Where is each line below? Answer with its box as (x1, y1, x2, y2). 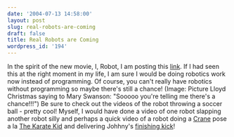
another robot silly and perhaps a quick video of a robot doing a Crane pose (7, 115, 227, 123)
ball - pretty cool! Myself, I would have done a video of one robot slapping (7, 107, 221, 115)
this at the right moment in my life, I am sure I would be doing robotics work (7, 70, 226, 78)
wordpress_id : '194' (7, 43, 68, 50)
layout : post (7, 17, 46, 24)
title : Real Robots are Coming (7, 37, 99, 44)
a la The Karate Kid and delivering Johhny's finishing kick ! (7, 122, 176, 130)
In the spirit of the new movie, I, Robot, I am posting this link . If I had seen (7, 63, 220, 70)
